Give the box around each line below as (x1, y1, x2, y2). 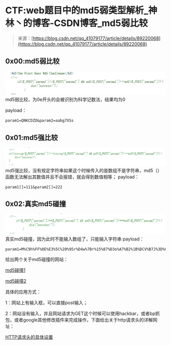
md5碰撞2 (5, 278, 26, 284)
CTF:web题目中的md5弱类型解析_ (5, 5, 149, 16)
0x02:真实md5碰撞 (5, 200, 66, 208)
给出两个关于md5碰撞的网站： (5, 256, 69, 262)
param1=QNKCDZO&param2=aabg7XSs (5, 118, 74, 123)
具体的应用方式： (5, 288, 41, 295)
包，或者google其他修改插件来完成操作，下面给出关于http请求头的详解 (5, 316, 153, 323)
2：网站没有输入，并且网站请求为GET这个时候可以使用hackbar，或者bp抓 (5, 310, 160, 316)
